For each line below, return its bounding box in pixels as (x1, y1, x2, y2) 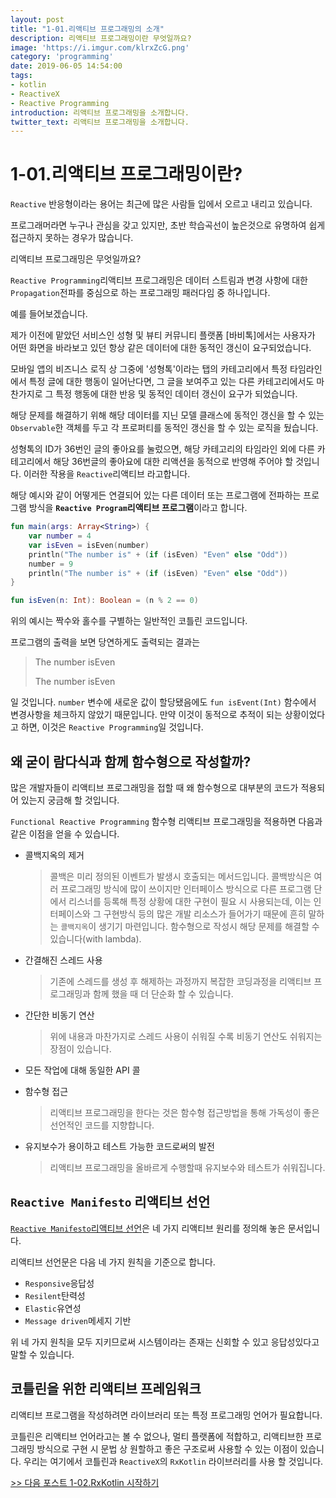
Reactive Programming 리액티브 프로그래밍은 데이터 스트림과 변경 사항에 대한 (10, 274, 308, 286)
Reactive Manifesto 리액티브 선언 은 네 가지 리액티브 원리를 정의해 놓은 (10, 1222, 286, 1234)
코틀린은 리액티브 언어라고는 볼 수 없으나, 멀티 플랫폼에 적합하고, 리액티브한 (10, 1430, 304, 1442)
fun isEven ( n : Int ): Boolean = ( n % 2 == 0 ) (10, 596, 199, 606)
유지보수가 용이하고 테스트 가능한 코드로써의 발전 (24, 1141, 215, 1152)
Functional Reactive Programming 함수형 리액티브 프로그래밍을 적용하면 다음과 (10, 816, 323, 827)
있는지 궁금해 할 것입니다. (20, 794, 120, 806)
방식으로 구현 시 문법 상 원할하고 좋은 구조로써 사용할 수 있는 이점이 (36, 1442, 298, 1455)
